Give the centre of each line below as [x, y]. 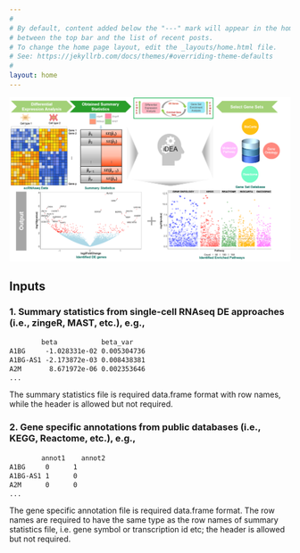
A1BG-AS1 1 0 [43, 476]
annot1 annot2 [73, 458]
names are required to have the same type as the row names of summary [144, 520]
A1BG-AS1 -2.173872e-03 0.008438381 [77, 360]
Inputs [28, 287]
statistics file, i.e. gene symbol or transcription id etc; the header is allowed [147, 529]
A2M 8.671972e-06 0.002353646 [77, 369]
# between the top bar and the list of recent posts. [112, 37]
